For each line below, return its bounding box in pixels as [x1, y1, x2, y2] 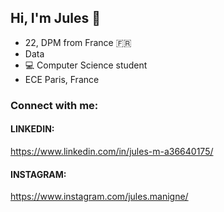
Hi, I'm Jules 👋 [10, 10, 101, 27]
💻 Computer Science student [24, 59, 148, 71]
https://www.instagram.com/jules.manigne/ [10, 191, 189, 203]
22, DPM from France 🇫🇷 [24, 36, 132, 48]
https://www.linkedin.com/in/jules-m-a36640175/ [10, 145, 214, 157]
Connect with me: [10, 98, 99, 112]
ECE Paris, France [24, 73, 100, 85]
